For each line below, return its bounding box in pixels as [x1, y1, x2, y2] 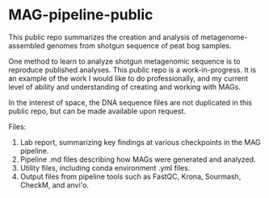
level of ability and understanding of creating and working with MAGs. [8, 82, 241, 92]
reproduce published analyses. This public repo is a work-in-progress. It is [8, 64, 257, 74]
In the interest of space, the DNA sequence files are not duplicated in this [8, 97, 253, 107]
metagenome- [200, 32, 248, 42]
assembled [8, 40, 45, 50]
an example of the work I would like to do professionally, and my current [8, 73, 249, 83]
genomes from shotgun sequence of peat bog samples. [46, 40, 232, 50]
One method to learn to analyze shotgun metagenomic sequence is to [8, 56, 241, 66]
